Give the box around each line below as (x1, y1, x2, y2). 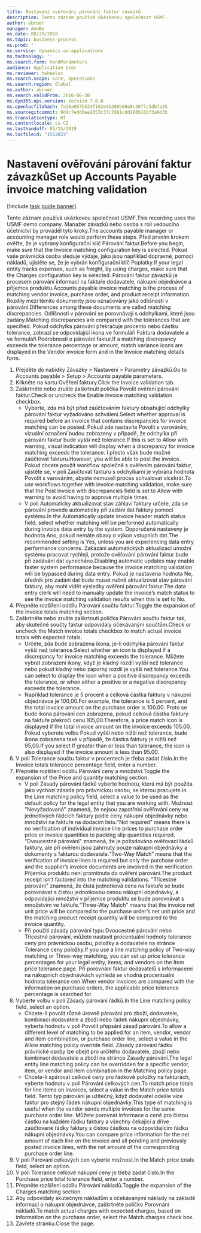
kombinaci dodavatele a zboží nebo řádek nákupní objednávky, (24, 1016, 180, 1023)
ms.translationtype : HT (7, 115, 66, 121)
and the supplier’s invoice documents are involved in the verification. (24, 863, 194, 870)
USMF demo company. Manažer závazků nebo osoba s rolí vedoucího (7, 220, 179, 228)
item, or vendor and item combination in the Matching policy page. (24, 1067, 188, 1074)
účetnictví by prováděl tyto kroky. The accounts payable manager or (7, 227, 174, 234)
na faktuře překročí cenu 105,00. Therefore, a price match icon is (24, 716, 183, 723)
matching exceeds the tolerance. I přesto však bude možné (24, 449, 171, 456)
